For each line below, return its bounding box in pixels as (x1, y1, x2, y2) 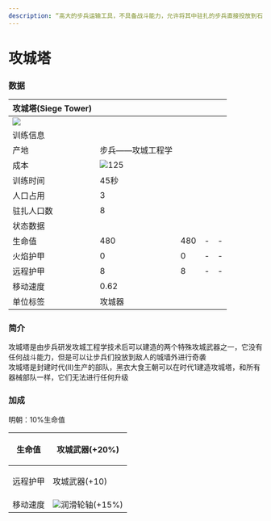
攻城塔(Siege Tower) (12, 103, 93, 114)
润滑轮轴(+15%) (60, 498, 123, 510)
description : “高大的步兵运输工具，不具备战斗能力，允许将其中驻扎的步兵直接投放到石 (8, 11, 264, 20)
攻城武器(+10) (52, 476, 107, 487)
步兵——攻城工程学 (99, 145, 173, 156)
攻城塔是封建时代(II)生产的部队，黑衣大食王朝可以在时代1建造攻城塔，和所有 (8, 363, 261, 372)
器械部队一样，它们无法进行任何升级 (8, 372, 129, 382)
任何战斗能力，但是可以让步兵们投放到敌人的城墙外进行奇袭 (8, 352, 206, 362)
